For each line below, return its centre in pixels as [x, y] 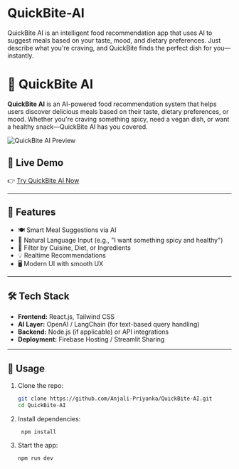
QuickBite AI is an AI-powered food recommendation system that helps [112, 104]
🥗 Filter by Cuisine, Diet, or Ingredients [74, 248]
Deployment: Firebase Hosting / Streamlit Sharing [91, 339]
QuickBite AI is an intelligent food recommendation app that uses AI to [110, 33]
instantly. [21, 56]
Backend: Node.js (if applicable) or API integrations [93, 332]
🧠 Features [32, 212]
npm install [39, 432]
